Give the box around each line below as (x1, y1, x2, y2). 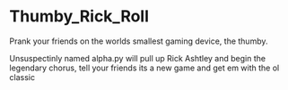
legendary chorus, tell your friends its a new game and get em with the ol (9, 62, 280, 73)
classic (9, 71, 36, 82)
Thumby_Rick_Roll (9, 6, 150, 27)
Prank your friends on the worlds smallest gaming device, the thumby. (9, 36, 268, 46)
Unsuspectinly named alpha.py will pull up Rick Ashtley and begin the (9, 53, 266, 63)
